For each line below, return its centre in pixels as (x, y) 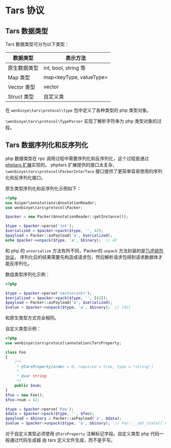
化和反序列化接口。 (25, 177)
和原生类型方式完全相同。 (32, 318)
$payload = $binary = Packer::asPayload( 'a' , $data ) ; (64, 419)
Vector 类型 (22, 87)
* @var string (32, 376)
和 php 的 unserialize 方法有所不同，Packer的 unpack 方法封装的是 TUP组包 (84, 250)
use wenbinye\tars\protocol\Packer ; (44, 207)
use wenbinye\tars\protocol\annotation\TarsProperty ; (64, 343)
